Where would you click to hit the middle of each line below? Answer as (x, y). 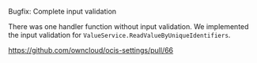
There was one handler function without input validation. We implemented (128, 26)
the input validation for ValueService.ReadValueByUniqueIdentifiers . (119, 35)
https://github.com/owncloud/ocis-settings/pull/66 (91, 50)
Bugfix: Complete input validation (62, 11)
